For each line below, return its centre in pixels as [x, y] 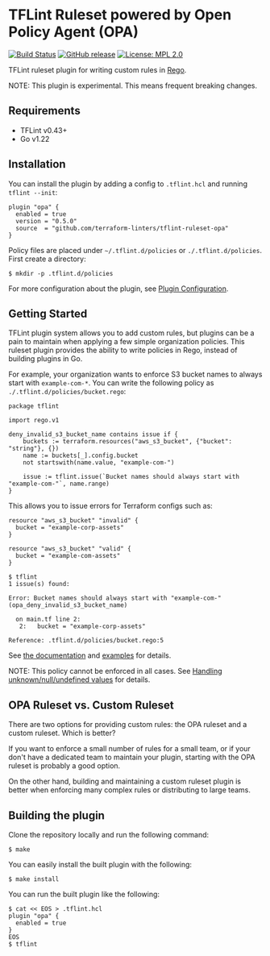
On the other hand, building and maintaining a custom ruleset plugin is [125, 781]
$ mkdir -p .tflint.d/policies [61, 273]
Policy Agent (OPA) [74, 32]
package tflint [34, 406]
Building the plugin [56, 815]
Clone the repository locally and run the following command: [109, 835]
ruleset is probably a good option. [64, 766]
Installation [37, 164]
